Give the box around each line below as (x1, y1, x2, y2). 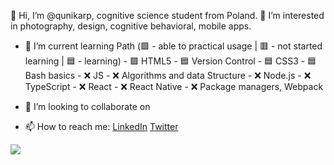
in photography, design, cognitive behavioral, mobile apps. (10, 20, 252, 32)
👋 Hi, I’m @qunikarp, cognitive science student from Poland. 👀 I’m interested (10, 10, 325, 21)
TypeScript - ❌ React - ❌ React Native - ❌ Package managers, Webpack (24, 81, 324, 92)
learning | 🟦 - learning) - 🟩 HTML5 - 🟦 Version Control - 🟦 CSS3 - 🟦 (24, 55, 317, 67)
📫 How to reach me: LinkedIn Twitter (24, 121, 179, 132)
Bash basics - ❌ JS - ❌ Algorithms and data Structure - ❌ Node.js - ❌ (24, 70, 312, 81)
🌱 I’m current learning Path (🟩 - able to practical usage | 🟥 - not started (24, 40, 323, 52)
